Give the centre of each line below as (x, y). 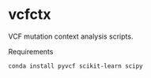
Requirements (31, 51)
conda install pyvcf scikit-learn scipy (76, 66)
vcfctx (30, 15)
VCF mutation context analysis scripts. (71, 36)
